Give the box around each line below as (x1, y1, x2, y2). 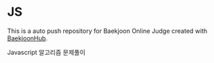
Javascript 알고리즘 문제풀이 (7, 48, 85, 56)
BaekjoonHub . (7, 34, 48, 42)
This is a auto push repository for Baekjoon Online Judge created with (7, 27, 208, 35)
